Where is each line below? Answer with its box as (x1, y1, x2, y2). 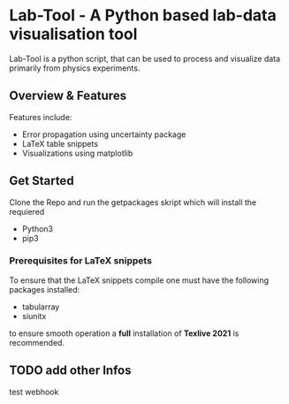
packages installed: (9, 284, 80, 294)
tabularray (21, 301, 60, 312)
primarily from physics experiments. (9, 63, 141, 73)
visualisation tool (9, 24, 138, 44)
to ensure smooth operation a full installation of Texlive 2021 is (9, 328, 240, 339)
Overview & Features (9, 88, 126, 103)
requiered (9, 206, 45, 217)
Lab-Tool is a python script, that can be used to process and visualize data (9, 53, 281, 64)
